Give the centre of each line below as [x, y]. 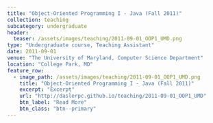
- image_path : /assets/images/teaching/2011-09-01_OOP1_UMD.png [107, 77]
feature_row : [26, 70]
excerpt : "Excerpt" [47, 90]
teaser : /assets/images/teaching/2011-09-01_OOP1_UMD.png [98, 39]
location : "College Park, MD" [50, 64]
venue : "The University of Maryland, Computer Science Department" [105, 58]
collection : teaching [38, 20]
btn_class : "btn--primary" [58, 109]
